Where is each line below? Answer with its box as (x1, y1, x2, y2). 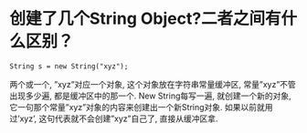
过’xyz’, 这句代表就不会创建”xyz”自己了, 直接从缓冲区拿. (9, 113, 218, 124)
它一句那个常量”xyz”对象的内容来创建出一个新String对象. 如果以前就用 (9, 101, 273, 112)
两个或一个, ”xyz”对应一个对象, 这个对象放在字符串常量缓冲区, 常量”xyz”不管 (9, 78, 297, 89)
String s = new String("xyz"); (9, 61, 129, 71)
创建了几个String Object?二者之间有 (9, 8, 281, 29)
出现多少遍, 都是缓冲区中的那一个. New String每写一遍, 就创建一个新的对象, (9, 90, 292, 101)
